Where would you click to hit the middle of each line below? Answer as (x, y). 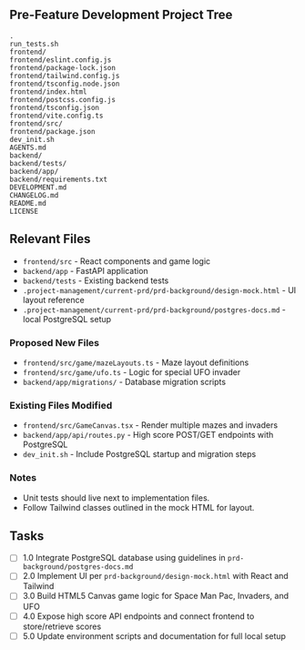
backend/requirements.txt (58, 179)
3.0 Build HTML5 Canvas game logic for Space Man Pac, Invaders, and (156, 596)
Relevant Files (50, 239)
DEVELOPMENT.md (38, 187)
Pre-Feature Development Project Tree (121, 15)
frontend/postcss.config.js (63, 99)
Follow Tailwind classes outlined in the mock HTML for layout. (138, 507)
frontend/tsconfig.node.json (65, 84)
